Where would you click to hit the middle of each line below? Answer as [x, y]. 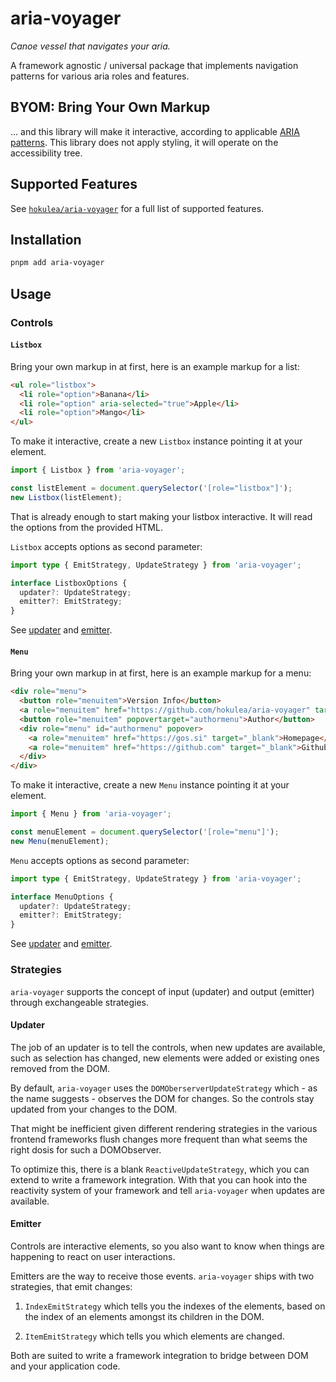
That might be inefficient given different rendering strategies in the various [164, 1128]
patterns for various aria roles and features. [100, 76]
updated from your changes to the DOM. [94, 1109]
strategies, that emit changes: [71, 1286]
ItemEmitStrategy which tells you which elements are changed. [154, 1336]
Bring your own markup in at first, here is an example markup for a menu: [161, 673]
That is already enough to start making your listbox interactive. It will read [161, 516]
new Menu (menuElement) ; [60, 841]
